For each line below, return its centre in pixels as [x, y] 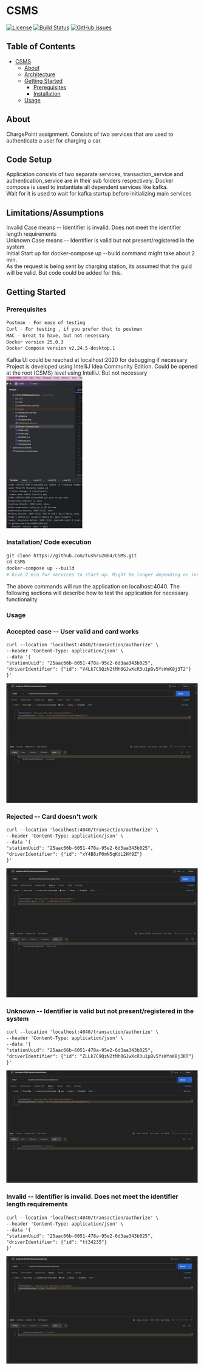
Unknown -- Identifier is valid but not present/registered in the [100, 1011]
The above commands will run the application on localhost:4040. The [93, 587]
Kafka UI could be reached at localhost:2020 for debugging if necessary [97, 360]
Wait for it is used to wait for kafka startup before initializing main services [99, 194]
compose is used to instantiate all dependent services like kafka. [87, 187]
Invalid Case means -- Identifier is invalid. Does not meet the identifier [94, 228]
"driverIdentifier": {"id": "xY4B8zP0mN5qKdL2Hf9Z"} [74, 854]
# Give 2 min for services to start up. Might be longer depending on [97, 575]
